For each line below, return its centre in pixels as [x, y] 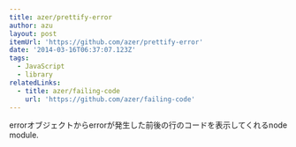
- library [35, 75]
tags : [19, 58]
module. [24, 135]
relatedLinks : [35, 83]
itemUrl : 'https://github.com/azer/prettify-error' [106, 42]
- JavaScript [41, 67]
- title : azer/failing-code [69, 91]
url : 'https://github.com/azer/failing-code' [110, 99]
